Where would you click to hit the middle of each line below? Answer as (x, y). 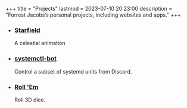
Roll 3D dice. (30, 100)
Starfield (27, 30)
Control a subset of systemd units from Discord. (73, 71)
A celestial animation (40, 43)
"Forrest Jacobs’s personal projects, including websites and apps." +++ (93, 15)
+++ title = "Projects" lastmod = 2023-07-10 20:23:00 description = (89, 9)
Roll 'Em (26, 87)
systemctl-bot (35, 59)
